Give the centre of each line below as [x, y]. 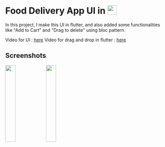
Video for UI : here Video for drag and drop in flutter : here [66, 40]
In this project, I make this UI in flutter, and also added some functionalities [83, 25]
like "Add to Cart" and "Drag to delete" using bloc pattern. [65, 30]
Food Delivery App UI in [56, 11]
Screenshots [26, 56]
